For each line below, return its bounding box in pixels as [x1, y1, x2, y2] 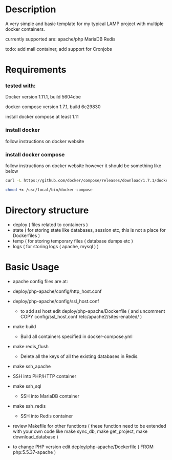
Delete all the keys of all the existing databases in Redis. [20, 353, 139, 359]
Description [5, 4, 56, 15]
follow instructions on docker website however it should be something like [5, 163, 162, 169]
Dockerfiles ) [12, 232, 40, 238]
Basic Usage [5, 261, 59, 273]
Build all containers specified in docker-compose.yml [20, 333, 133, 339]
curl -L [5, 178, 22, 183]
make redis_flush [12, 343, 49, 349]
